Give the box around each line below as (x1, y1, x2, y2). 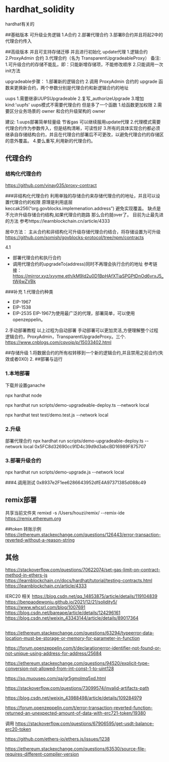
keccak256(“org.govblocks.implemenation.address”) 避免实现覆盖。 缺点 (5, 205, 157, 211)
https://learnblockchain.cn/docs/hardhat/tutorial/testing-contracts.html (5, 578, 152, 584)
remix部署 (5, 495, 37, 504)
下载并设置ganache (5, 382, 46, 388)
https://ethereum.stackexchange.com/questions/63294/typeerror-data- (5, 630, 154, 636)
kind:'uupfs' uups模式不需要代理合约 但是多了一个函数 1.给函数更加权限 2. (5, 102, 158, 108)
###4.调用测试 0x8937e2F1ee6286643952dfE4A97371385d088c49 (5, 479, 146, 486)
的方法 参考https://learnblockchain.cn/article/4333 (5, 218, 110, 224)
